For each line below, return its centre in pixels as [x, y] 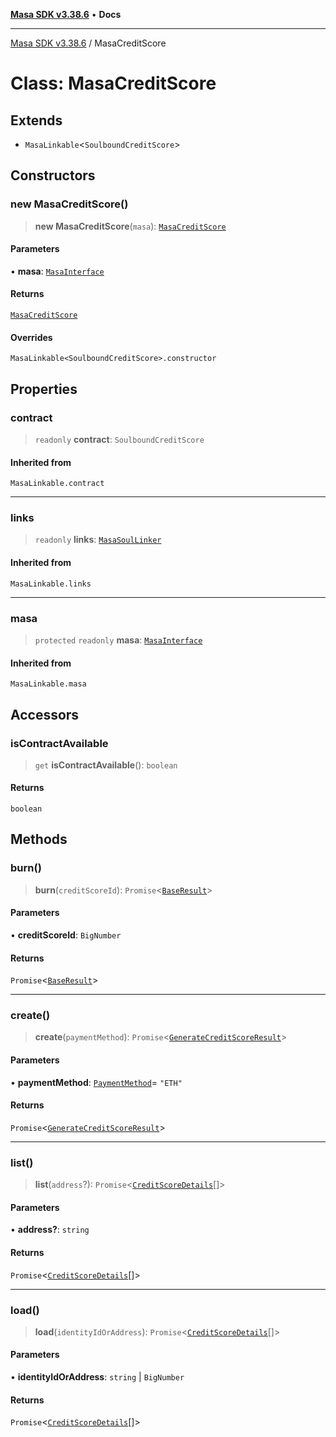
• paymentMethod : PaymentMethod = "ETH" [96, 1082]
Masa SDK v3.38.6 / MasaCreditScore [88, 43]
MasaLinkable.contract [57, 484]
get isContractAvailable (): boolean [106, 765]
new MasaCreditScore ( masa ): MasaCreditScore [130, 226]
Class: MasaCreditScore [113, 83]
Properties [44, 389]
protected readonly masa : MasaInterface [118, 640]
